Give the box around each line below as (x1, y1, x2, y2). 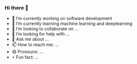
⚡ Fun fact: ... (11, 54, 39, 60)
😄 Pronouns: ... (11, 49, 44, 55)
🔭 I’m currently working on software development (11, 16, 112, 21)
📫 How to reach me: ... (11, 42, 59, 48)
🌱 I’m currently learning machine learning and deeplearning (11, 21, 133, 26)
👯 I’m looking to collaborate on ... (11, 26, 79, 32)
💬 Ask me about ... (11, 36, 49, 42)
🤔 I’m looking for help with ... (11, 31, 70, 37)
